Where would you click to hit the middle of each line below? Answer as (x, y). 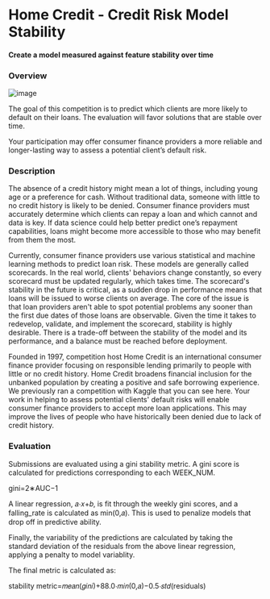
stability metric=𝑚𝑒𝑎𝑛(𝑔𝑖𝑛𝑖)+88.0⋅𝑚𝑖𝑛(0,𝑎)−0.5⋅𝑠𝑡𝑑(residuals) (107, 585)
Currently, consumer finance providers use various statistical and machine (132, 256)
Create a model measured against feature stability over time (111, 55)
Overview (28, 76)
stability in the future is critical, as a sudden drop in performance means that (135, 290)
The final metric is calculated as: (62, 570)
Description (32, 171)
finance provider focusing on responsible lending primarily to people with (130, 365)
